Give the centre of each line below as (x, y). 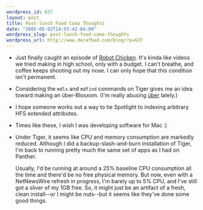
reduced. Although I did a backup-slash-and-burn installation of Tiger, (103, 143)
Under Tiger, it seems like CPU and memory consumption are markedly (104, 137)
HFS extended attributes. (46, 114)
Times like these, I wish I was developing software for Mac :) (91, 125)
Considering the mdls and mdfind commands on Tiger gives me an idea (104, 89)
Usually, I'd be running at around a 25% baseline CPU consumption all (103, 168)
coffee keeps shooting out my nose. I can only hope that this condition (104, 70)
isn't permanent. (36, 77)
